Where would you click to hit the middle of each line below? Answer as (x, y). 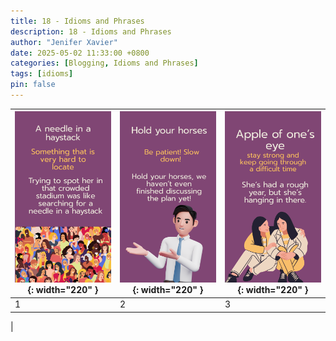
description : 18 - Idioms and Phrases (91, 31)
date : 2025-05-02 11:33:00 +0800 (80, 53)
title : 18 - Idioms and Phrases (77, 21)
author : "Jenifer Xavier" (64, 42)
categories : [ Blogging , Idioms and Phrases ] (104, 63)
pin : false (33, 85)
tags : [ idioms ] (42, 74)
